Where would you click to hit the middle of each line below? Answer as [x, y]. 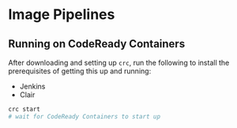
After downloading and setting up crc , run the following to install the [119, 62]
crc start [24, 109]
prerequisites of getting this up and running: [80, 71]
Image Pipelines [62, 15]
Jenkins [32, 86]
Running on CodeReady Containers [97, 44]
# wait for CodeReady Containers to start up [84, 116]
